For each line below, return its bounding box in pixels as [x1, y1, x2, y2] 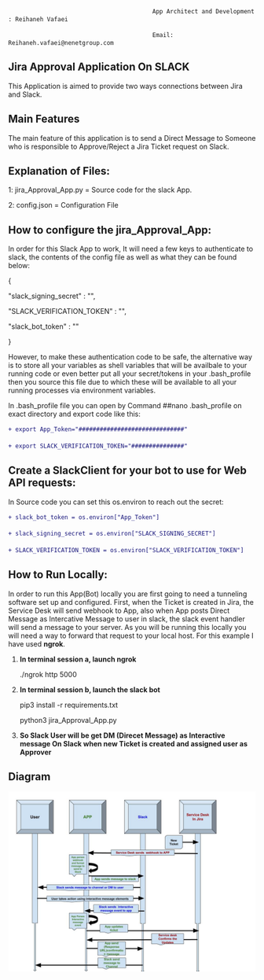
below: [8, 261, 30, 271]
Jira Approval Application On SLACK [8, 61, 190, 74]
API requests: [8, 476, 76, 490]
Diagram [8, 770, 51, 783]
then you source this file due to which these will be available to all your [8, 378, 237, 387]
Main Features [8, 112, 80, 126]
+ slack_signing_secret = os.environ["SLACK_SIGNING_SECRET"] [8, 530, 216, 538]
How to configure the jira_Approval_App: [8, 223, 212, 237]
